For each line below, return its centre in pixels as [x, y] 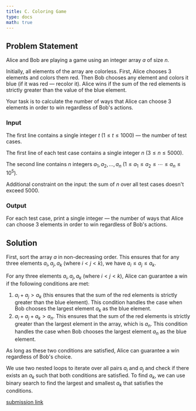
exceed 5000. [23, 190]
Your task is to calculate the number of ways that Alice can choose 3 [89, 101]
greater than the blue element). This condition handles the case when [98, 302]
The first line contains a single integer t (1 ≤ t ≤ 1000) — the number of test [97, 136]
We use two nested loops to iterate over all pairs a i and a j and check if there [97, 369]
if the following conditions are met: [48, 284]
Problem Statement [42, 46]
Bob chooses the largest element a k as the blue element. [83, 309]
